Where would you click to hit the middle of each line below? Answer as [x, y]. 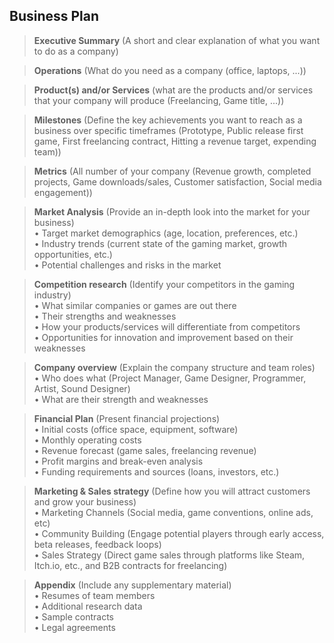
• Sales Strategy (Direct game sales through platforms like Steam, [169, 555]
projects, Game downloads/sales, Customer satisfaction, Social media [177, 181]
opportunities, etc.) [73, 254]
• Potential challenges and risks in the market [127, 265]
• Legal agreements [74, 627]
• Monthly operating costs [87, 440]
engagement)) [63, 192]
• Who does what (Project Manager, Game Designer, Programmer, [170, 378]
